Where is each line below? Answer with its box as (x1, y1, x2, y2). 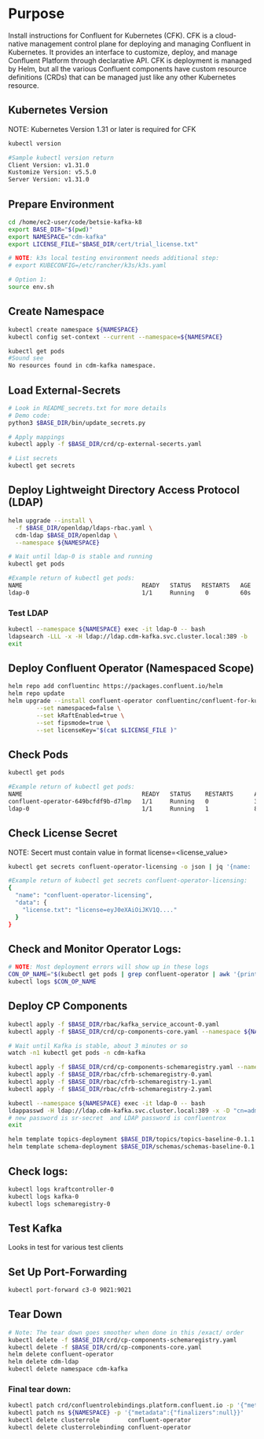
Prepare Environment (8, 197, 115, 211)
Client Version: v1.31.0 (8, 161, 90, 169)
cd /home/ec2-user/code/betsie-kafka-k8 (8, 218, 143, 226)
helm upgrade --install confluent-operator (8, 697, 153, 705)
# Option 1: (8, 276, 47, 284)
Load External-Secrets (8, 383, 121, 397)
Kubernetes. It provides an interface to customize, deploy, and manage (8, 47, 238, 57)
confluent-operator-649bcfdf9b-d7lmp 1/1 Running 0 (8, 798, 210, 806)
